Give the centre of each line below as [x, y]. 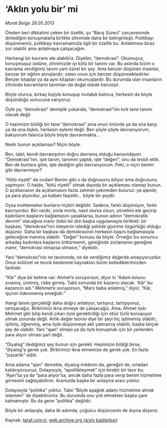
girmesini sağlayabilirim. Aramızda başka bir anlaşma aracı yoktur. [73, 380]
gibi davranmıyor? [24, 170]
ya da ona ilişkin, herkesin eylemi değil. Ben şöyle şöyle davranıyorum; [78, 129]
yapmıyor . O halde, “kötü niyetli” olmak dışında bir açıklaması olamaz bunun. [83, 185]
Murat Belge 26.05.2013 [30, 23]
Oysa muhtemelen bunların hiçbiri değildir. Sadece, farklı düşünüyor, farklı [81, 205]
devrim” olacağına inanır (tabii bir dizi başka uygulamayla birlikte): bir [76, 221]
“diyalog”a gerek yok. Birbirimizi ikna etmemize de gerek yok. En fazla [77, 349]
